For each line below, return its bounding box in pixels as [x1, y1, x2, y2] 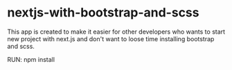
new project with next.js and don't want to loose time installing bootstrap [7, 34, 215, 43]
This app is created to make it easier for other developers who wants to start [7, 27, 226, 36]
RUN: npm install [7, 55, 55, 63]
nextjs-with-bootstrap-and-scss [7, 5, 199, 21]
